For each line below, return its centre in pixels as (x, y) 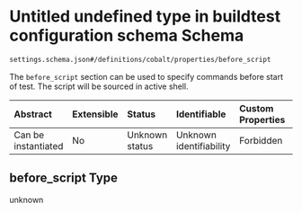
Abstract (33, 114)
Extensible (95, 114)
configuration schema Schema (127, 35)
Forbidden (261, 140)
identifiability (203, 146)
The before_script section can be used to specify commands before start (147, 76)
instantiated (39, 146)
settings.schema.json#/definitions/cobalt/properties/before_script (140, 59)
